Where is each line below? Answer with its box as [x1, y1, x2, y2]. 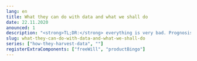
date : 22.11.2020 [6, 19, 49, 25]
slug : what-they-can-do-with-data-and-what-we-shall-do [6, 35, 145, 41]
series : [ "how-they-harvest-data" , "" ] [6, 41, 104, 47]
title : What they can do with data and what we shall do [6, 14, 148, 20]
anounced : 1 [6, 24, 35, 31]
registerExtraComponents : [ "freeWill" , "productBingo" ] [6, 46, 145, 52]
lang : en [6, 8, 28, 15]
